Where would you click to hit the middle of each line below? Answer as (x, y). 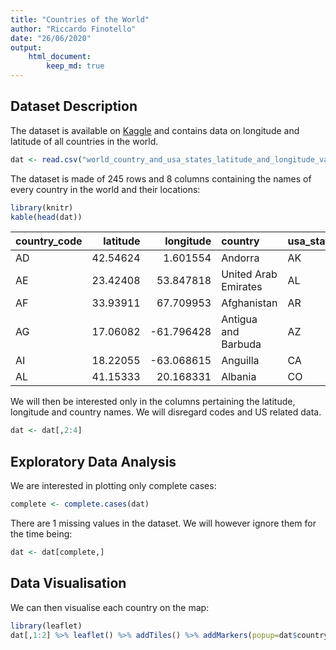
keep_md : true (75, 66)
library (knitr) (42, 207)
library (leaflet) (46, 626)
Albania (239, 377)
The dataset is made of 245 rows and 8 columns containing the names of (161, 178)
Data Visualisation (68, 583)
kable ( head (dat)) (46, 217)
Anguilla (240, 361)
